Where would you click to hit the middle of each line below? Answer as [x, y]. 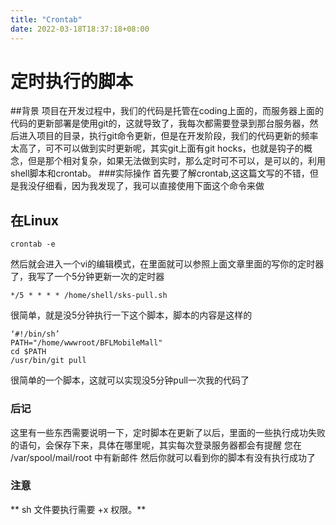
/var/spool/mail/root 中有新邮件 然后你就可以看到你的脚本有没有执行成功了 [163, 457]
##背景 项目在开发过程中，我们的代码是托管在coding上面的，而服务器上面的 [167, 111]
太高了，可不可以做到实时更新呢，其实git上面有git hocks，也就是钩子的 [157, 148]
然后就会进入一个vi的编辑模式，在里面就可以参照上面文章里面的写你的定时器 [167, 264]
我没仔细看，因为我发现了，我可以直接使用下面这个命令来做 [141, 186]
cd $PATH [28, 352]
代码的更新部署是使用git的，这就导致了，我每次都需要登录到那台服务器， [160, 123]
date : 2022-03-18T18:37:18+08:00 [80, 29]
